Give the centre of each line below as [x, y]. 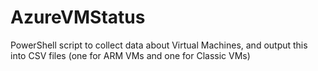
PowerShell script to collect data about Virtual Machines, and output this [159, 45]
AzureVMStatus [78, 17]
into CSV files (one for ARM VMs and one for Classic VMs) [130, 55]
